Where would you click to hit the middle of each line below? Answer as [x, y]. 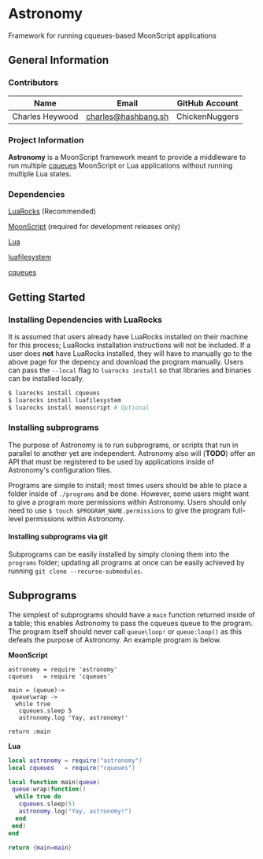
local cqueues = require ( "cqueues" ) [72, 768]
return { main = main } [40, 847]
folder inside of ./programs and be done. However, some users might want [129, 494]
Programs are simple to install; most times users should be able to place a [128, 485]
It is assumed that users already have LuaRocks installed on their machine [128, 336]
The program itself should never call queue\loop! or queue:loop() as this [125, 631]
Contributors [33, 83]
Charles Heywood [45, 117]
